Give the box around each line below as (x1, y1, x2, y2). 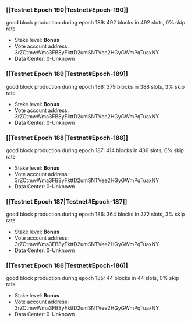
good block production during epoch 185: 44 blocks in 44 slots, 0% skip (6, 275, 179, 282)
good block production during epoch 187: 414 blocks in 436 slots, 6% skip (6, 146, 184, 154)
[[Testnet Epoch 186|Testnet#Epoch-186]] (6, 261, 128, 269)
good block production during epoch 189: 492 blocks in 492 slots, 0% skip (6, 19, 185, 26)
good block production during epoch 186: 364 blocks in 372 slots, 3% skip (6, 211, 185, 218)
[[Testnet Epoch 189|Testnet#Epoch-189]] (6, 70, 128, 78)
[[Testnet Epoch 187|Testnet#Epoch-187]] (6, 197, 128, 205)
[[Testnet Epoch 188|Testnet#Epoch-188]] (6, 134, 128, 142)
